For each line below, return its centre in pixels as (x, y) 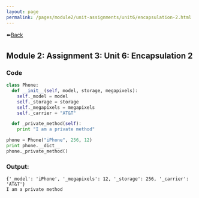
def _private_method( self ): (47, 124)
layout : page (22, 12)
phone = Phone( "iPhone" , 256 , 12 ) (49, 140)
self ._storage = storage (48, 102)
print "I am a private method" (56, 129)
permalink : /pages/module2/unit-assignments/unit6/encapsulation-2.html (99, 17)
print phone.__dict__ (33, 146)
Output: (18, 166)
